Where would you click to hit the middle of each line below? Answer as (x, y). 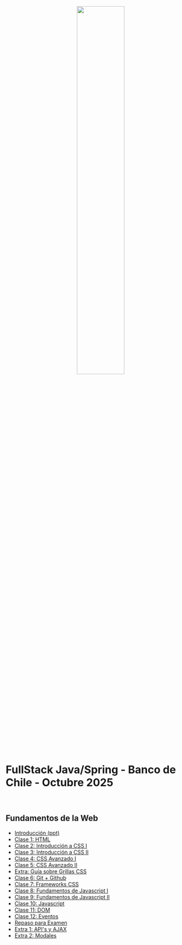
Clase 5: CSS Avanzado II (46, 865)
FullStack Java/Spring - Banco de (91, 770)
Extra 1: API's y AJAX (40, 929)
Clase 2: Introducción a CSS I (51, 845)
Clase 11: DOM (32, 910)
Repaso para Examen (41, 923)
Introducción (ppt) (37, 833)
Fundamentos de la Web (52, 818)
